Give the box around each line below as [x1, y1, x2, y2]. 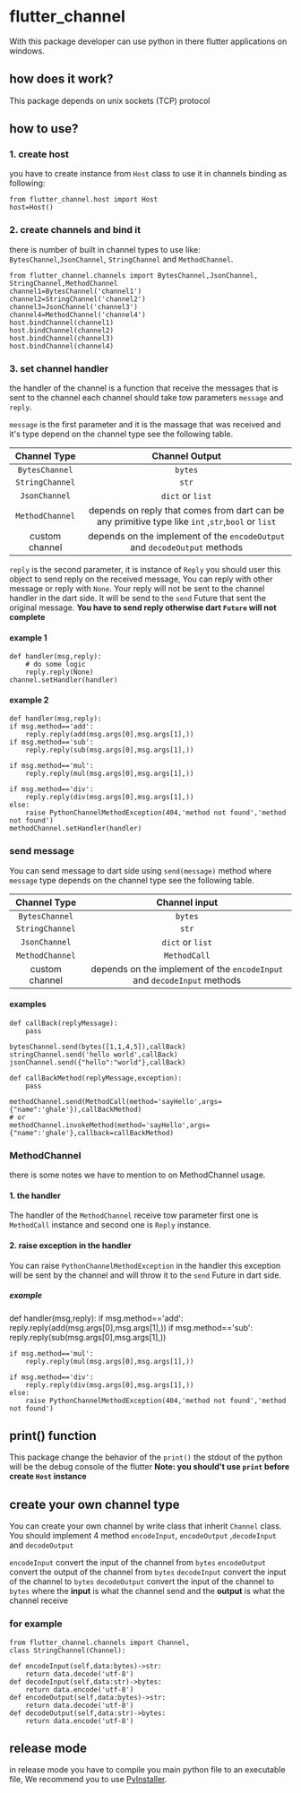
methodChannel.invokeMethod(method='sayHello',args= [9, 1120, 211, 1130]
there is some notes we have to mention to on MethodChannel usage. [9, 1169, 266, 1180]
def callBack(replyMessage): [9, 1019, 118, 1028]
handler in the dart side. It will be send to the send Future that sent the [9, 593, 267, 604]
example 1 [9, 632, 47, 642]
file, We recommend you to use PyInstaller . [9, 1774, 168, 1785]
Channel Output [151, 450, 221, 462]
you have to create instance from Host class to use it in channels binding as [9, 168, 288, 179]
